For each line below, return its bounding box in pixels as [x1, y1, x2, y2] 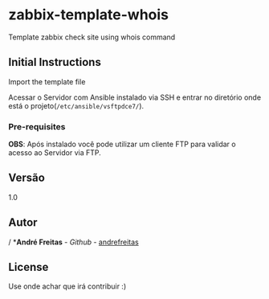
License [8, 260, 49, 274]
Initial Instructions [8, 55, 102, 69]
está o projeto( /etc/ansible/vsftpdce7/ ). [8, 100, 145, 110]
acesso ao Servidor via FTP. [8, 148, 102, 158]
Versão [8, 171, 46, 185]
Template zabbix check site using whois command [8, 32, 176, 42]
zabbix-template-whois [8, 6, 169, 24]
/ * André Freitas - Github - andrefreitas [8, 237, 139, 247]
